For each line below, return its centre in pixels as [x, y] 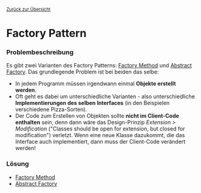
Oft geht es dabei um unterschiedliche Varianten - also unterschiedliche [105, 96]
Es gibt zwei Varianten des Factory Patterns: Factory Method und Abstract [99, 66]
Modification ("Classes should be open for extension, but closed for [100, 129]
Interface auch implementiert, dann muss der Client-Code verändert [100, 142]
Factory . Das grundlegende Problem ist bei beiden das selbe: [83, 72]
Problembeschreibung [40, 52]
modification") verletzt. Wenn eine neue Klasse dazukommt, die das [100, 135]
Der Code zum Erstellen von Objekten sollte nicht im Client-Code [97, 116]
